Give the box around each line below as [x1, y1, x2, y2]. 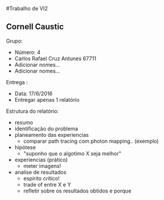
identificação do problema [14, 125, 78, 132]
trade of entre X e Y [23, 181, 71, 188]
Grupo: [6, 37, 23, 44]
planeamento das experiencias [14, 131, 89, 138]
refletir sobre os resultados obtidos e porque [23, 187, 132, 194]
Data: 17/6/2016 [14, 90, 53, 97]
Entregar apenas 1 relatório [14, 96, 80, 103]
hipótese [14, 143, 36, 151]
